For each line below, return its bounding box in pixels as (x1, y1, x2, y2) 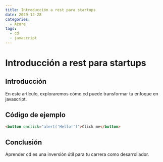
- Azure (10, 21, 26, 27)
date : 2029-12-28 (5, 12, 42, 17)
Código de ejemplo (5, 111, 66, 119)
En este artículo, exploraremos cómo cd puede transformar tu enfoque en (5, 90, 158, 96)
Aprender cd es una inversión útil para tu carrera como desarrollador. (5, 151, 149, 157)
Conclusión (5, 138, 42, 146)
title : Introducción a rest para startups (5, 7, 96, 13)
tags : (5, 26, 17, 31)
